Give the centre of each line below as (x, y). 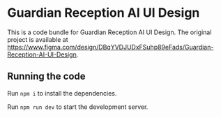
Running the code (46, 76)
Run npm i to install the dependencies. (62, 93)
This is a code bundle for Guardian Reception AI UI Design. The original (109, 32)
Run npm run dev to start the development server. (78, 107)
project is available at (38, 39)
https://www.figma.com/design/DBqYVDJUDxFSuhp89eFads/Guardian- (110, 47)
